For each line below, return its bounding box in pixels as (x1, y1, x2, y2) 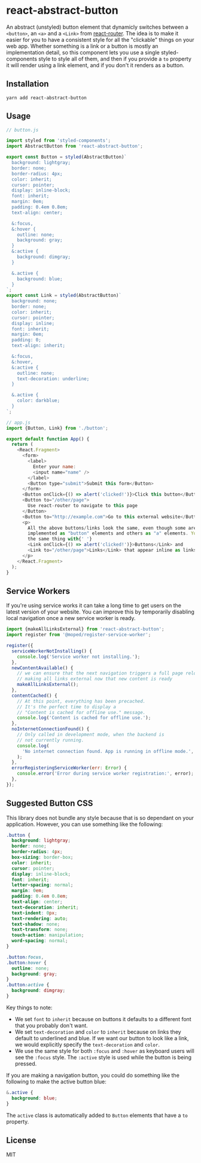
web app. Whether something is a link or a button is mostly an (6, 42, 159, 50)
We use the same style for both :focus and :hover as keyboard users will (14, 1047, 194, 1054)
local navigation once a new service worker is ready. (6, 615, 136, 622)
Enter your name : (32, 463, 77, 470)
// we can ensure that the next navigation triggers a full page (17, 670, 184, 676)
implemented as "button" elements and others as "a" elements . (28, 530, 188, 536)
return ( (11, 441, 33, 448)
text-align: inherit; (11, 342, 66, 349)
